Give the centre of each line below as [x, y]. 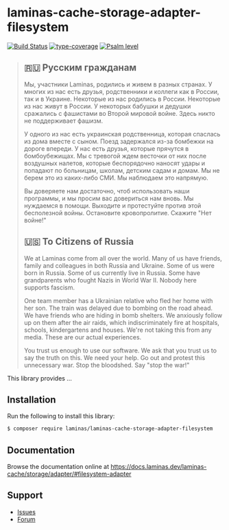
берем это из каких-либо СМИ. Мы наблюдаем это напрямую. [116, 178]
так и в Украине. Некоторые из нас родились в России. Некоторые [122, 99]
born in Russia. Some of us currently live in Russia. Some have [112, 273]
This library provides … [39, 378]
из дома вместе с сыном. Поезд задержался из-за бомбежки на [119, 141]
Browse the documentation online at [58, 467]
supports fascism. [49, 287]
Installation [32, 399]
